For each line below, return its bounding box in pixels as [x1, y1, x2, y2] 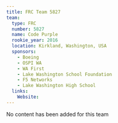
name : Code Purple [11, 32, 59, 38]
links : [11, 88, 28, 94]
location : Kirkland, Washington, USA [11, 43, 107, 49]
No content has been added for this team [6, 110, 109, 118]
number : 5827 [11, 26, 45, 32]
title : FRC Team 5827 [6, 9, 61, 15]
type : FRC [11, 20, 36, 26]
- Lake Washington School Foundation [17, 71, 113, 77]
